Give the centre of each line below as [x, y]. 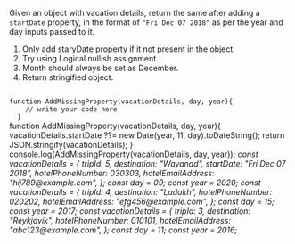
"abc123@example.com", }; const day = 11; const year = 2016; [123, 230]
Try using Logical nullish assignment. [90, 58]
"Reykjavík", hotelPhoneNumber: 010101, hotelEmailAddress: [120, 220]
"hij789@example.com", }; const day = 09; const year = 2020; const [135, 183]
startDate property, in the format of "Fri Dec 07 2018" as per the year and [146, 22]
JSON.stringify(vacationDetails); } [71, 145]
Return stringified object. [68, 77]
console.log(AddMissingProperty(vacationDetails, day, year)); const [134, 154]
